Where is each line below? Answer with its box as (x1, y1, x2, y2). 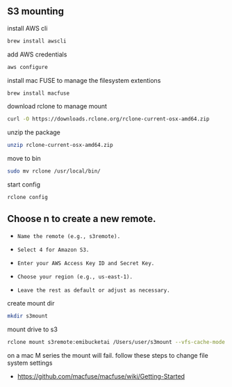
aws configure (7, 63, 49, 70)
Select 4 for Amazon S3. (17, 246, 90, 253)
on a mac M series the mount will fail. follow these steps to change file (7, 351, 208, 359)
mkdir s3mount (7, 313, 49, 319)
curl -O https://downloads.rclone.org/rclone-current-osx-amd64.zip (7, 116, 210, 123)
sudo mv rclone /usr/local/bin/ (7, 168, 101, 175)
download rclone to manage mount (7, 102, 108, 111)
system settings (7, 358, 53, 367)
